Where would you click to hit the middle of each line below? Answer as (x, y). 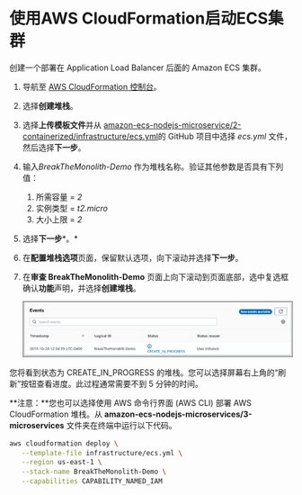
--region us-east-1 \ (62, 463)
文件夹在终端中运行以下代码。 (121, 425)
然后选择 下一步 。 (54, 147)
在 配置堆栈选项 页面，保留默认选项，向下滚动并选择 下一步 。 (133, 257)
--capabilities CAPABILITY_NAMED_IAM (92, 481)
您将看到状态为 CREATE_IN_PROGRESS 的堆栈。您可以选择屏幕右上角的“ (144, 372)
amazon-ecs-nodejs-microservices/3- (178, 414)
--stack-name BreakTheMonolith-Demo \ (94, 472)
